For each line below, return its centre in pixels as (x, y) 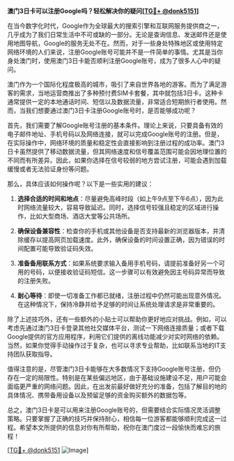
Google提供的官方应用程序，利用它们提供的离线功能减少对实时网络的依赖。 (115, 337)
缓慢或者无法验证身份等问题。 (50, 169)
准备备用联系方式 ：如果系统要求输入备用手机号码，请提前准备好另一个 (118, 263)
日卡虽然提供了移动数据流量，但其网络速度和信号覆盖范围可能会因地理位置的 (117, 152)
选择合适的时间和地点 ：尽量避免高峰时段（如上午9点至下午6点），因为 (117, 199)
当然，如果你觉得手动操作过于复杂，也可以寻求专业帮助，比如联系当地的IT (114, 345)
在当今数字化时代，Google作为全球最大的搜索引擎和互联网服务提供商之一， (115, 26)
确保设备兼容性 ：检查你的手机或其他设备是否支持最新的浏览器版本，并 (118, 231)
